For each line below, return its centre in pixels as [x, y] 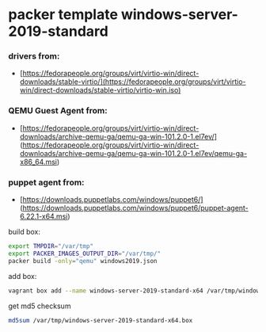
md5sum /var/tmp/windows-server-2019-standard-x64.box [101, 320]
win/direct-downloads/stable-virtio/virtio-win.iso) [100, 90]
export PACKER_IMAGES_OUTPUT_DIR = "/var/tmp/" [84, 254]
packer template [63, 15]
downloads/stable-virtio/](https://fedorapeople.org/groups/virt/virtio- [133, 82]
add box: [23, 276]
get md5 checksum [40, 306]
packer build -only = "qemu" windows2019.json [83, 261]
